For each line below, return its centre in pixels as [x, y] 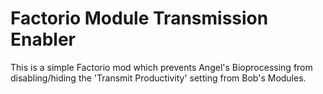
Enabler [43, 39]
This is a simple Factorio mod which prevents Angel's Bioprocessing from [161, 67]
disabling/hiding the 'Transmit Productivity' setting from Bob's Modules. [158, 78]
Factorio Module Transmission [139, 18]
